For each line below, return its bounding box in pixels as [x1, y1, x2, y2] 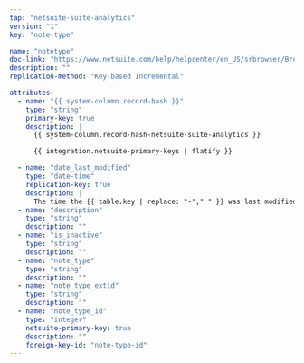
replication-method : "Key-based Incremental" [9, 72, 184, 82]
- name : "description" [17, 205, 103, 214]
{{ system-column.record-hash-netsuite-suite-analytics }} [33, 131, 261, 140]
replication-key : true [25, 180, 111, 189]
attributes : [9, 88, 54, 97]
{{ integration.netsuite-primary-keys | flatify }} [33, 147, 233, 156]
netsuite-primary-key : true [25, 323, 131, 332]
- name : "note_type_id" [17, 307, 107, 316]
